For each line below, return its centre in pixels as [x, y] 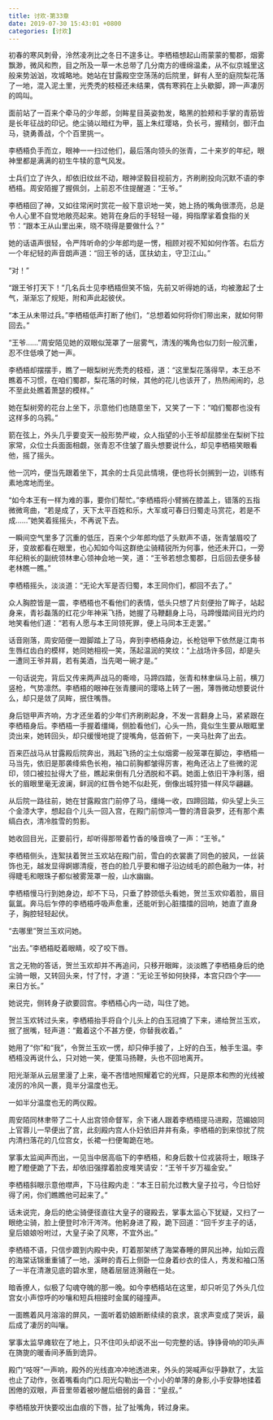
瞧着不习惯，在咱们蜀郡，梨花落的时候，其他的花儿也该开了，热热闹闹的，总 [136, 380]
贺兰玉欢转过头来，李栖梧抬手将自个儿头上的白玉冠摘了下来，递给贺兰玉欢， [136, 1020]
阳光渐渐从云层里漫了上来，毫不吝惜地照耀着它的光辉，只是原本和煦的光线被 [136, 1075]
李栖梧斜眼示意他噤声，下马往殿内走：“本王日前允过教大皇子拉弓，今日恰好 [135, 1185]
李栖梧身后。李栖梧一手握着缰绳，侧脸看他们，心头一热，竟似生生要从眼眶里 [136, 726]
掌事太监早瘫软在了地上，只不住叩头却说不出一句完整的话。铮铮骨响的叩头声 [136, 1343]
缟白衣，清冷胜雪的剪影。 [51, 821]
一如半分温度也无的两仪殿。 [55, 1103]
